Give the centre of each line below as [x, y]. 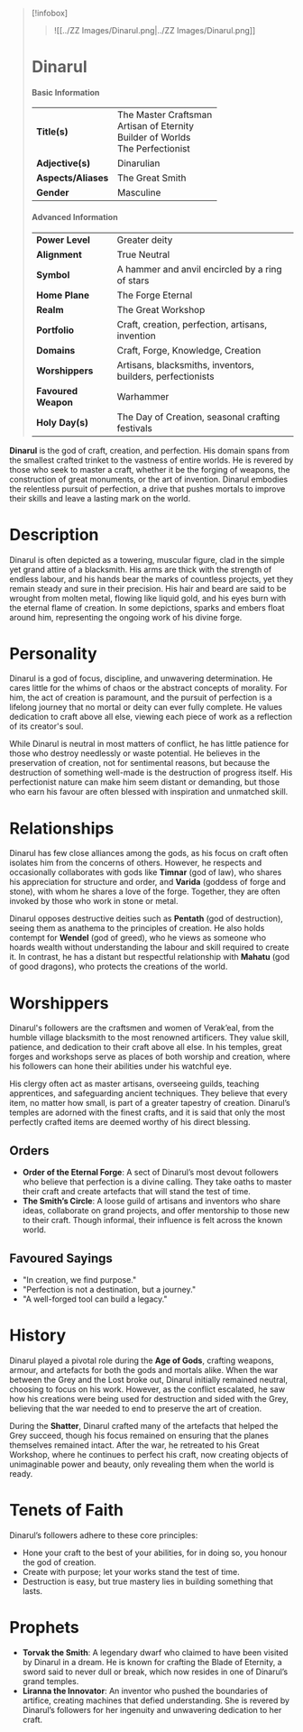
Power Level [63, 240]
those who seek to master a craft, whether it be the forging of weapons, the [150, 469]
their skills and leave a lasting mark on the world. [100, 498]
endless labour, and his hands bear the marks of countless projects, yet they [151, 579]
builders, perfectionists [165, 376]
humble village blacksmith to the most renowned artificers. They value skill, [149, 1037]
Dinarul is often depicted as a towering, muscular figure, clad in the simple [147, 559]
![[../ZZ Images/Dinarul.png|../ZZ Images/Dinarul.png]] [155, 30]
